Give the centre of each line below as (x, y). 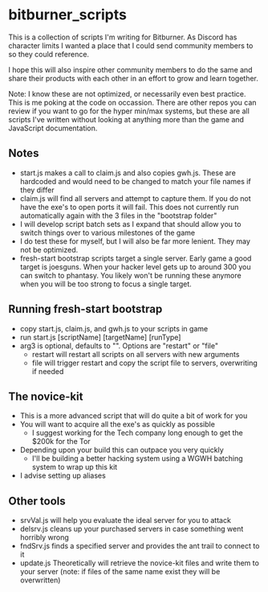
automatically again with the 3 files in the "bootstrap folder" (118, 216)
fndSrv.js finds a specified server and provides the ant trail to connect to (140, 546)
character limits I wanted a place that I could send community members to (131, 45)
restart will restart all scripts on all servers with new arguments (136, 354)
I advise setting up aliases (63, 475)
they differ (37, 190)
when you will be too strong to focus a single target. (106, 284)
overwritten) (40, 580)
